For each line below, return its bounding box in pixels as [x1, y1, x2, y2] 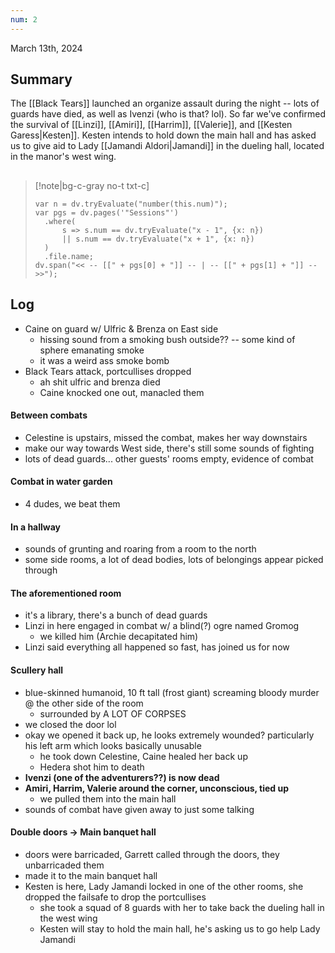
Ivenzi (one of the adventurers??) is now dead [24, 771, 220, 783]
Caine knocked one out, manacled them [39, 386, 205, 398]
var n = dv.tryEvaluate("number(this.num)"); [34, 199, 228, 209]
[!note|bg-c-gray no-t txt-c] [34, 179, 150, 191]
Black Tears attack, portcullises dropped [24, 365, 192, 377]
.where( [44, 216, 77, 226]
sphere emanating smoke [39, 344, 145, 356]
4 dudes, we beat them [24, 498, 121, 510]
